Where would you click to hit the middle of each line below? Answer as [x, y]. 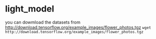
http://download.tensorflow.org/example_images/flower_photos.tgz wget [78, 27]
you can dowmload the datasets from [43, 22]
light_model [30, 9]
